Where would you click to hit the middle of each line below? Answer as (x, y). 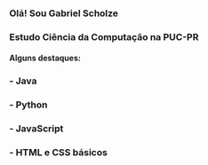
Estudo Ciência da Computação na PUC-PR (104, 36)
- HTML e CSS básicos (59, 153)
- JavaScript (36, 129)
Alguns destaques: (45, 58)
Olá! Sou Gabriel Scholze (64, 13)
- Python (28, 105)
